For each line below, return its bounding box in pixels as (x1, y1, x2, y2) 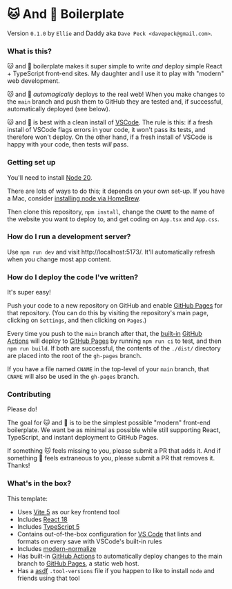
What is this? (7, 46, 52, 56)
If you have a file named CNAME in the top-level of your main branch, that (7, 365, 209, 373)
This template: (7, 494, 48, 503)
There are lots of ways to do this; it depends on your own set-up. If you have (7, 187, 225, 195)
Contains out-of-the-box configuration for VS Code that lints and (17, 530, 202, 538)
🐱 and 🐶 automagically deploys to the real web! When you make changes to (7, 90, 225, 99)
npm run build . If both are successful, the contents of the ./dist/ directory (7, 344, 221, 353)
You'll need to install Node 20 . (7, 173, 93, 182)
